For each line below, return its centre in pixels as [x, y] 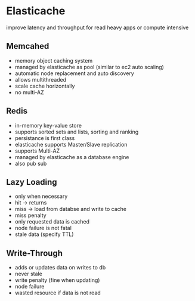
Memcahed [28, 46]
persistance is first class [45, 138]
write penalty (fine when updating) [57, 280]
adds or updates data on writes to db [60, 268]
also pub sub [31, 163]
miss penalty [30, 215]
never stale [29, 274]
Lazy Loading [32, 182]
